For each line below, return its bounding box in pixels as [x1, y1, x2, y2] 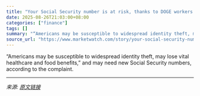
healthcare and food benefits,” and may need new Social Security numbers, [6, 59, 192, 66]
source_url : [6, 36, 36, 42]
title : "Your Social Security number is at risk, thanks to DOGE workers [6, 8, 193, 15]
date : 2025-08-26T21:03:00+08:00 [6, 14, 89, 20]
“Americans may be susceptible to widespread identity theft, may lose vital [6, 53, 189, 60]
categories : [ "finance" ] [6, 20, 68, 26]
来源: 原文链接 [6, 83, 40, 90]
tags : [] [6, 25, 28, 32]
